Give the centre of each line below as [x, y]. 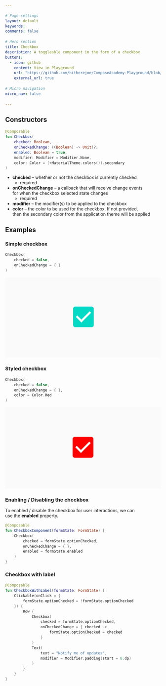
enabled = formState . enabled [53, 551]
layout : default [22, 21]
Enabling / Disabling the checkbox [47, 500]
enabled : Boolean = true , [41, 152]
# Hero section [21, 42]
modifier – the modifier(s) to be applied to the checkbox [69, 204]
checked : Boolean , [33, 142]
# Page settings [22, 16]
